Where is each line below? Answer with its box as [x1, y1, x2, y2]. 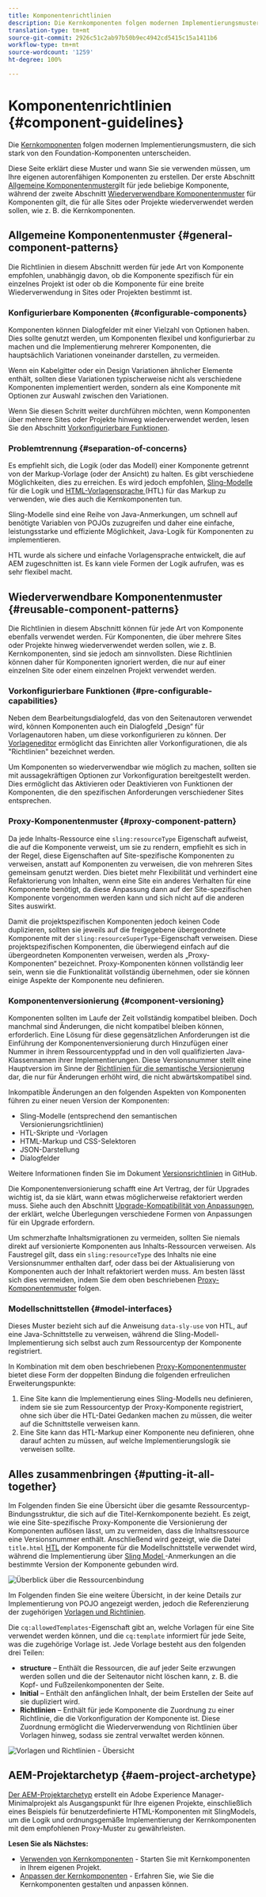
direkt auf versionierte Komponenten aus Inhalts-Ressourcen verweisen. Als [8, 1241, 256, 1251]
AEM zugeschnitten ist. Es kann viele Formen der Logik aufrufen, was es [8, 559, 245, 569]
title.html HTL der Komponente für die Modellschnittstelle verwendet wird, [8, 1543, 257, 1552]
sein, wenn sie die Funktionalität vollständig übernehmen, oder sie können [8, 967, 250, 977]
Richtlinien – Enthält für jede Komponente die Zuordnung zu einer [19, 1705, 235, 1715]
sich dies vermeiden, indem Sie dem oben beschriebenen [8, 1274, 196, 1284]
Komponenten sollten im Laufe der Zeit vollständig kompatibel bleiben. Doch [8, 1013, 257, 1023]
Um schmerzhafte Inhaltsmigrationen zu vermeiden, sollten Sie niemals [8, 1232, 240, 1242]
